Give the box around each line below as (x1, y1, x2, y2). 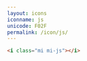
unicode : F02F (7, 22, 48, 29)
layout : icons (7, 9, 48, 17)
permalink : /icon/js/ (7, 28, 69, 36)
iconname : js (7, 16, 44, 23)
